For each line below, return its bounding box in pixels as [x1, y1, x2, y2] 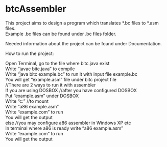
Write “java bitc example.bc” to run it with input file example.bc [5, 71, 138, 77]
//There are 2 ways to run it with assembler [5, 82, 96, 88]
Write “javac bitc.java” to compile [5, 66, 75, 72]
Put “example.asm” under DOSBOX [5, 93, 79, 99]
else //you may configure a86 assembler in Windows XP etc [5, 120, 131, 126]
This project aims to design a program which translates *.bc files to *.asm [5, 20, 159, 26]
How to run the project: [5, 50, 54, 56]
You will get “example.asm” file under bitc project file [5, 76, 116, 82]
